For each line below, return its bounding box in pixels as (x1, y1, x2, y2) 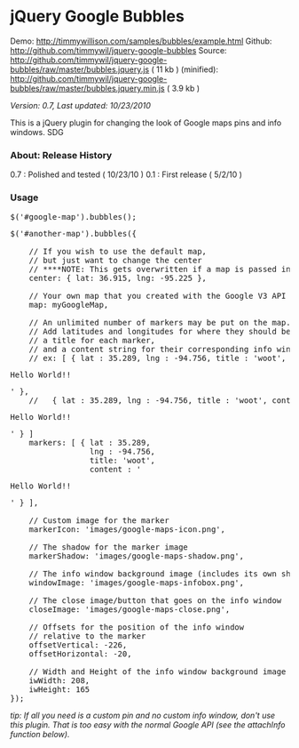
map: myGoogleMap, (28, 300, 109, 310)
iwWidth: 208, (28, 675, 90, 686)
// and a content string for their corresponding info (28, 344, 273, 354)
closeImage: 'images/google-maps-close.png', (28, 604, 231, 615)
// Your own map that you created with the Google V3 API (28, 291, 287, 301)
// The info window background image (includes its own (28, 568, 278, 579)
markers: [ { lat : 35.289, (28, 438, 151, 447)
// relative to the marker (28, 631, 146, 641)
